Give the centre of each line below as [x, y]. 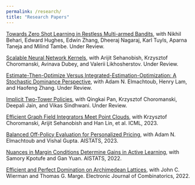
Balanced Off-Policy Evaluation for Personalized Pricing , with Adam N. [91, 134]
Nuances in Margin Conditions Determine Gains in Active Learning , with [93, 152]
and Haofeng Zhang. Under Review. [49, 88]
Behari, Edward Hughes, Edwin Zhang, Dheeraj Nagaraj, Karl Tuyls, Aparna [97, 40]
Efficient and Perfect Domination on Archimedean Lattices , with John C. [93, 169]
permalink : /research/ [34, 11]
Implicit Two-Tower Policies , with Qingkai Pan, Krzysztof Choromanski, [92, 99]
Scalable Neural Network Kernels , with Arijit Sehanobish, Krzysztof [87, 58]
